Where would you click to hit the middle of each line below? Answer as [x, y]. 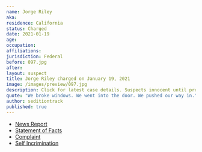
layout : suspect [26, 73]
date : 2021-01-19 [28, 34]
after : [14, 68]
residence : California [35, 23]
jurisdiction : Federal [35, 56]
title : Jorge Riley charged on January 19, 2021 [68, 79]
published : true [26, 107]
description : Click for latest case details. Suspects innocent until [96, 90]
